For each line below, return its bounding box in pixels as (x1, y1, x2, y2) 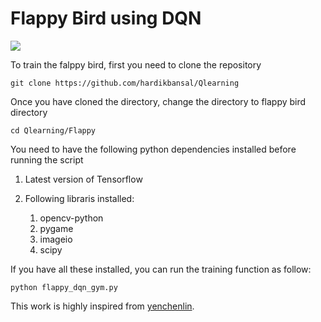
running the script (10, 153, 84, 166)
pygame (39, 222, 74, 234)
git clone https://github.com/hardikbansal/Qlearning (10, 78, 240, 88)
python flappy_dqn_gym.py (10, 282, 118, 292)
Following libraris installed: (24, 192, 135, 204)
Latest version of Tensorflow (24, 173, 143, 185)
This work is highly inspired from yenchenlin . (10, 300, 195, 312)
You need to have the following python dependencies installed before (10, 143, 297, 155)
